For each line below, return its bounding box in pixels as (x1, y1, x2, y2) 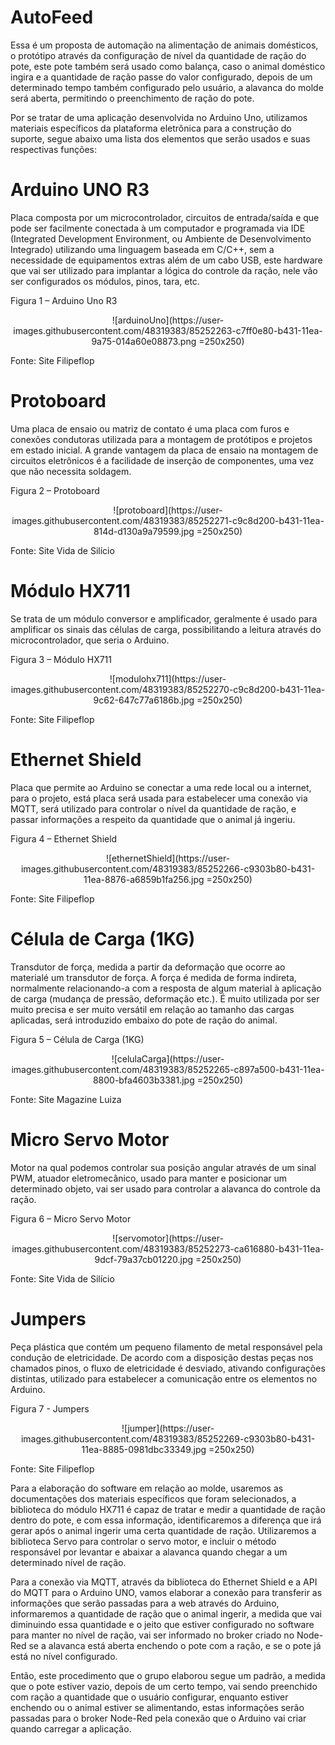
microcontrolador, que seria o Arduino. (10, 634, 170, 646)
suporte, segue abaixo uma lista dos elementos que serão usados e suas (10, 132, 311, 145)
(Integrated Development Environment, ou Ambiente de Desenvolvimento (10, 232, 312, 245)
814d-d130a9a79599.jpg (93, 525, 195, 537)
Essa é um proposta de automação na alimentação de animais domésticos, (10, 39, 319, 51)
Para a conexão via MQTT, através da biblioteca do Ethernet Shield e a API (10, 1576, 318, 1588)
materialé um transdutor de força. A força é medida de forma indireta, (10, 971, 297, 983)
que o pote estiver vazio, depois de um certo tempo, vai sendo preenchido (10, 1680, 318, 1692)
